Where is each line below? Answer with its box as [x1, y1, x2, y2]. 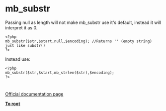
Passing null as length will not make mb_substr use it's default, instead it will [5, 19, 162, 25]
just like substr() [5, 43, 46, 48]
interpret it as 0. [5, 24, 38, 30]
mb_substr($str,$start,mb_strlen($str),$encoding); [5, 70, 114, 75]
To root [5, 101, 20, 107]
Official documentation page [5, 91, 64, 97]
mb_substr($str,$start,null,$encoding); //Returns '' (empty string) [5, 38, 153, 44]
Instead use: [5, 56, 31, 62]
